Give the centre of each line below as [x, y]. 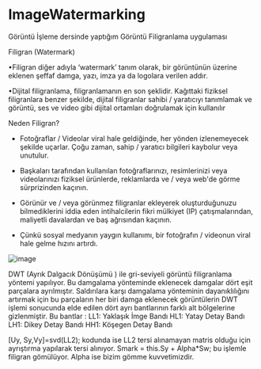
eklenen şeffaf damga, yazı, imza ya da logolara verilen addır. [108, 75]
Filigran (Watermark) [42, 51]
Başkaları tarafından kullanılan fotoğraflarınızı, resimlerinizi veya [123, 170]
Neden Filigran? [34, 123]
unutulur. [34, 155]
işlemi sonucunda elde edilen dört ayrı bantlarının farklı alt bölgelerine [122, 307]
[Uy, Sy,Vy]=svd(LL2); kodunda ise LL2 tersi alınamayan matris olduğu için [130, 340]
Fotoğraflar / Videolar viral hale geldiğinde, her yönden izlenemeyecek [134, 138]
